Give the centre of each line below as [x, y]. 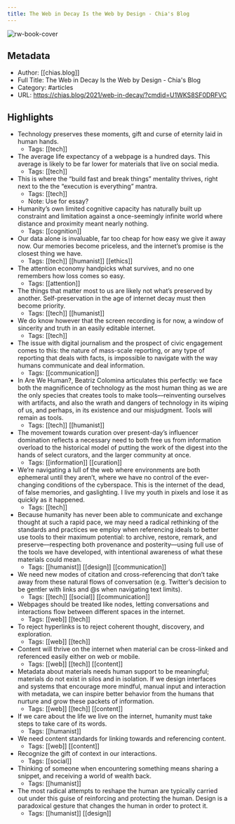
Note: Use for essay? [58, 202]
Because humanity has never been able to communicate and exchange [120, 515]
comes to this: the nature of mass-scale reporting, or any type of [111, 351]
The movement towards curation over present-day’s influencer [108, 433]
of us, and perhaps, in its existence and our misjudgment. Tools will [115, 410]
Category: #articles [45, 88]
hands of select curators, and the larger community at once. [104, 455]
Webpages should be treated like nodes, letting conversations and [113, 604]
